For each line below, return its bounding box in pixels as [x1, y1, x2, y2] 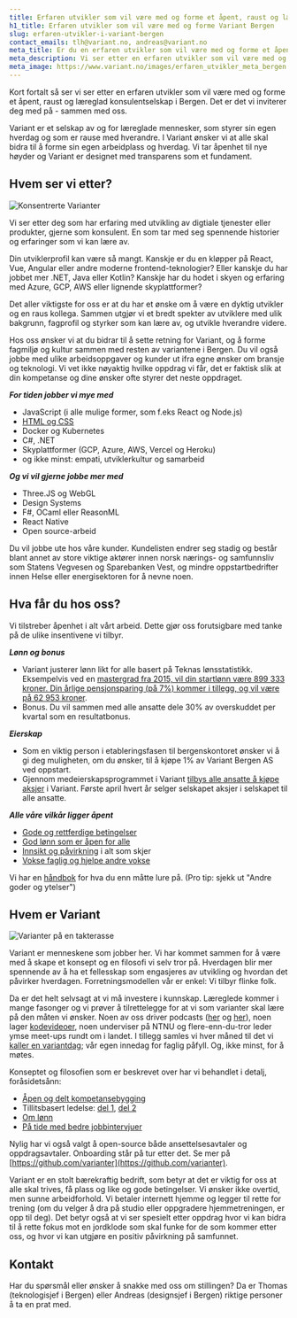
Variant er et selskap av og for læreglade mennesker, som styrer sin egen [9, 122, 277, 133]
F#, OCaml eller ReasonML [21, 507, 120, 517]
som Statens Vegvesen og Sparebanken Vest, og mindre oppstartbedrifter [9, 562, 278, 572]
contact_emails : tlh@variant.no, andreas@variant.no [9, 37, 208, 47]
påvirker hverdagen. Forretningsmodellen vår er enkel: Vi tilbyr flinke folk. [9, 976, 277, 987]
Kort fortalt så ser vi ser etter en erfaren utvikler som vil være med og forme [9, 86, 286, 97]
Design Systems [21, 497, 82, 508]
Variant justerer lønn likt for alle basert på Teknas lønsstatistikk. [21, 663, 254, 674]
